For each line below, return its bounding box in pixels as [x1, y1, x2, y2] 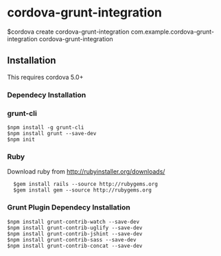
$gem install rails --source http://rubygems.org [13, 181, 158, 188]
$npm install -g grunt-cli [7, 124, 84, 131]
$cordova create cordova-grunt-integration [7, 27, 130, 36]
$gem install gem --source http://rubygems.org [13, 187, 152, 194]
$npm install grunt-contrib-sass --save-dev [7, 236, 137, 243]
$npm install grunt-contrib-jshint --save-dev [7, 230, 143, 237]
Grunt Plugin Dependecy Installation [7, 202, 130, 212]
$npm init [7, 136, 36, 143]
